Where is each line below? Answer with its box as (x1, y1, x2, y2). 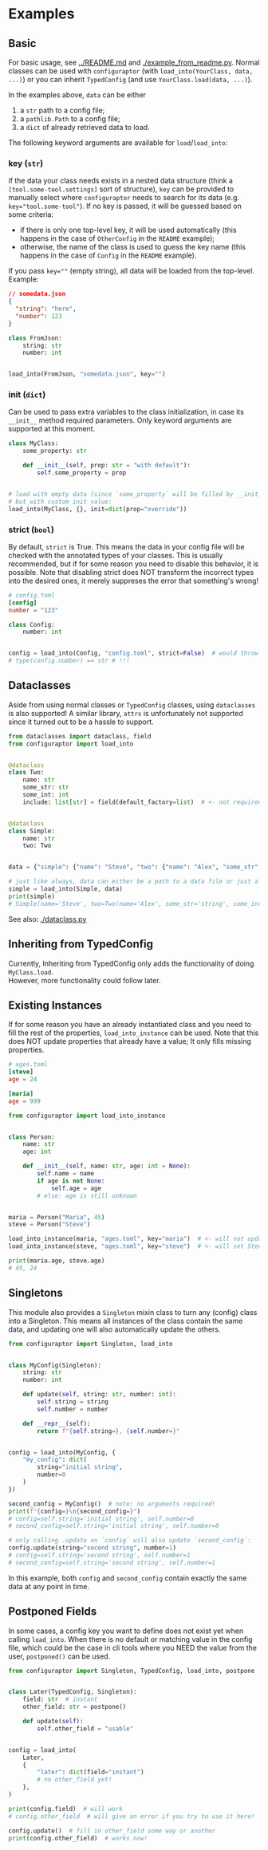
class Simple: (8, 827, 56, 835)
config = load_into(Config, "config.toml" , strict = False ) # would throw (8, 649, 259, 658)
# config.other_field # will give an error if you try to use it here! (8, 1812, 255, 1820)
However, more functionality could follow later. (8, 975, 161, 985)
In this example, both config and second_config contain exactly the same (8, 1572, 247, 1583)
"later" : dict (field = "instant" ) (37, 1768, 145, 1777)
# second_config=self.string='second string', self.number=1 (8, 1558, 216, 1567)
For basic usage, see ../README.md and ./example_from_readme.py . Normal (8, 57, 260, 67)
